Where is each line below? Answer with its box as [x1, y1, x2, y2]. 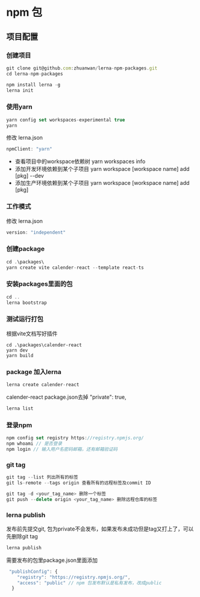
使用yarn [6, 103, 33, 111]
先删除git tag [6, 532, 38, 540]
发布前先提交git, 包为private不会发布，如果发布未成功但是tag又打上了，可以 [6, 525, 194, 532]
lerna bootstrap [6, 300, 47, 306]
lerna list [6, 405, 34, 411]
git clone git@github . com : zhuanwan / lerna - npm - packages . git [6, 65, 158, 71]
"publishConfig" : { [8, 569, 58, 575]
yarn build [6, 352, 34, 358]
